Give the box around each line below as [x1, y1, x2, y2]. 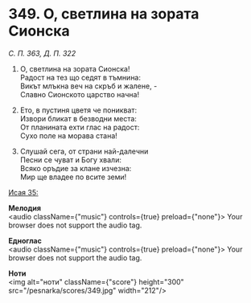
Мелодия [8, 203, 42, 213]
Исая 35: [8, 187, 39, 197]
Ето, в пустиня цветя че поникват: [19, 105, 138, 115]
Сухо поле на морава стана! [19, 130, 118, 141]
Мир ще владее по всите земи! [19, 172, 127, 182]
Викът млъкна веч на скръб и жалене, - [19, 81, 158, 91]
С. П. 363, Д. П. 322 [8, 48, 76, 58]
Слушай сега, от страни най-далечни [19, 146, 149, 156]
